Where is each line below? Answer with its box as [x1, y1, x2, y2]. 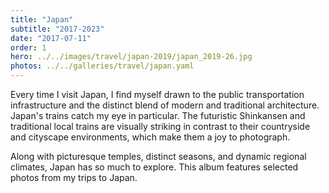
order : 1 [10, 42, 47, 53]
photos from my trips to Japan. [10, 172, 138, 183]
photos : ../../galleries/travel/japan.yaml [10, 61, 195, 71]
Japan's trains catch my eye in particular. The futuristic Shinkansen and [10, 110, 306, 121]
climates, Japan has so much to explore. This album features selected [10, 161, 299, 173]
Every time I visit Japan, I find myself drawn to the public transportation [10, 89, 305, 100]
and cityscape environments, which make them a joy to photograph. [10, 131, 291, 143]
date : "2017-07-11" [10, 33, 92, 43]
